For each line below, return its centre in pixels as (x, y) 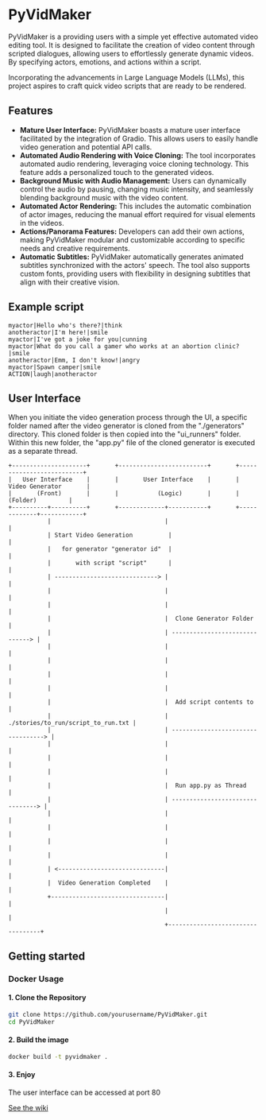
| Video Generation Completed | (108, 883)
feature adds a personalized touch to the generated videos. (117, 172)
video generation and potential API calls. (86, 147)
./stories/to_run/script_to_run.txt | (72, 723)
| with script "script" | (110, 563)
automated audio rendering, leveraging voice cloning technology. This (134, 164)
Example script (46, 307)
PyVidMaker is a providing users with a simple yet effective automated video (133, 37)
